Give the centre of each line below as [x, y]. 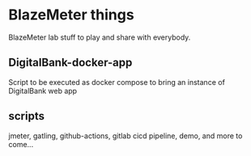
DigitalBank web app [43, 91]
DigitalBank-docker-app [70, 63]
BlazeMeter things [72, 15]
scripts [26, 116]
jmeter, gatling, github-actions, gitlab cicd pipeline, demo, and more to [125, 136]
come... [21, 144]
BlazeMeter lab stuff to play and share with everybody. [100, 37]
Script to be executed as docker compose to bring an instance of [117, 82]
